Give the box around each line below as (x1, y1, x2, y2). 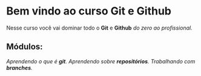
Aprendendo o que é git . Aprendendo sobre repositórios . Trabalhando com (6, 57, 196, 65)
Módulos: (6, 42, 44, 52)
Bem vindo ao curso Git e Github (6, 4, 171, 18)
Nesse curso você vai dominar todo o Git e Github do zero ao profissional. (6, 24, 193, 31)
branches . (6, 64, 33, 71)
